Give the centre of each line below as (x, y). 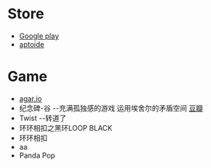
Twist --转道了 (43, 118)
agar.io (30, 98)
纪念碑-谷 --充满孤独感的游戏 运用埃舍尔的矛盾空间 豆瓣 (111, 107)
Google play (39, 36)
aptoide (32, 44)
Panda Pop (37, 155)
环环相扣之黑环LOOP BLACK (66, 127)
